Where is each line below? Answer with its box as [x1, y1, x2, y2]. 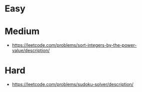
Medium [4, 26, 39, 37]
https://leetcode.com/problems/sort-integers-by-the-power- [11, 42, 137, 48]
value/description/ [11, 48, 50, 54]
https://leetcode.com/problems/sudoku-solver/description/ [11, 82, 133, 88]
